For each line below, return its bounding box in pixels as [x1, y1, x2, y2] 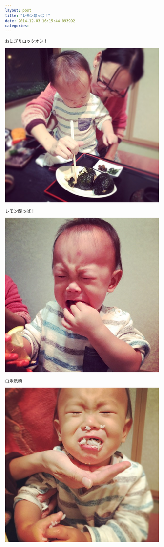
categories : [5, 24, 29, 28]
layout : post [5, 8, 32, 13]
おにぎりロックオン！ [5, 38, 48, 44]
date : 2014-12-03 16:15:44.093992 [5, 18, 76, 23]
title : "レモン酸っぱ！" [5, 13, 50, 18]
